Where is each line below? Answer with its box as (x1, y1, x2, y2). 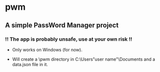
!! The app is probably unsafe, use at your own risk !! (5, 36, 133, 43)
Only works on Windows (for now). (12, 47, 83, 52)
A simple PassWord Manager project (5, 21, 119, 29)
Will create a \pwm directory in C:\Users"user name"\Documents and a (12, 56, 156, 62)
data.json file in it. (12, 61, 48, 67)
